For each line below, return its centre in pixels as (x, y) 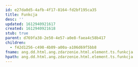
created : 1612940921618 (31, 29)
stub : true (17, 33)
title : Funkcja (21, 15)
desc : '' (15, 19)
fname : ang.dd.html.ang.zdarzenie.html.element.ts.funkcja (69, 52)
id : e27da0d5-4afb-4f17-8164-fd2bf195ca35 (51, 10)
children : (16, 43)
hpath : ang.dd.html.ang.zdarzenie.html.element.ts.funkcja (69, 57)
